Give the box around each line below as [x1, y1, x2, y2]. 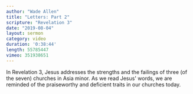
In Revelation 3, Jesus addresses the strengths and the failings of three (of [6, 68, 188, 75]
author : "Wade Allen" [6, 8, 60, 15]
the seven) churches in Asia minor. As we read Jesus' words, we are [6, 75, 172, 82]
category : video [6, 36, 46, 42]
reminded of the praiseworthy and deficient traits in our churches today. [6, 80, 181, 88]
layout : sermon [6, 31, 44, 36]
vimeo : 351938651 [6, 52, 49, 58]
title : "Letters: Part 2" [6, 14, 70, 20]
